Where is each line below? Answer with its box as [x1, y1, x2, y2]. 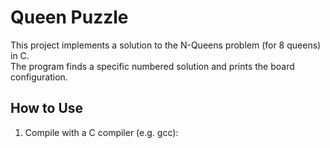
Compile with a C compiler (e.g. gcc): [24, 126, 179, 138]
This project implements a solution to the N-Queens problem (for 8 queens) [10, 39, 322, 51]
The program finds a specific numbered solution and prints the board [10, 60, 295, 72]
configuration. [10, 71, 68, 83]
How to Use [10, 100, 84, 117]
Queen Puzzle [10, 6, 129, 29]
